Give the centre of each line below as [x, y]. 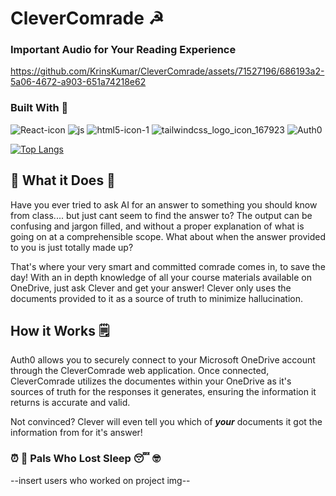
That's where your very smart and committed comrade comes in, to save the [168, 266]
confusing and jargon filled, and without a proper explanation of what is [157, 226]
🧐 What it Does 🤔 [63, 180]
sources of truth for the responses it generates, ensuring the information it [163, 392]
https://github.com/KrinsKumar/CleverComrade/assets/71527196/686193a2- [167, 71]
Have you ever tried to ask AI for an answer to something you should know [164, 204]
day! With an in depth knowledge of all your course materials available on [161, 277]
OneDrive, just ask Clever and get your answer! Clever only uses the [151, 288]
